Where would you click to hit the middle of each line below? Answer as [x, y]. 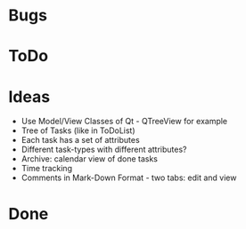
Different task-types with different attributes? [104, 150]
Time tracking [47, 169]
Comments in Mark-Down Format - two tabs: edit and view [129, 178]
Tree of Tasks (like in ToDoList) [78, 130]
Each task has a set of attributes [80, 140]
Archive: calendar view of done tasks [89, 159]
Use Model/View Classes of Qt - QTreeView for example [124, 122]
